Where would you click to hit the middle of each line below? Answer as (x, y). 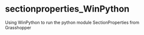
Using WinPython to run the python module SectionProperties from (72, 22)
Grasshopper (18, 27)
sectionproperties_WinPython (67, 9)
